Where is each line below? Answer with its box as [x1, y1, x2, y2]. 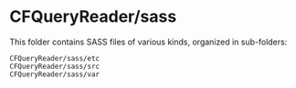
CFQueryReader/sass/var [9, 70, 100, 79]
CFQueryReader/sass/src [9, 62, 100, 71]
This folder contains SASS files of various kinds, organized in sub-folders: [9, 36, 288, 47]
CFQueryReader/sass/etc [9, 54, 100, 63]
